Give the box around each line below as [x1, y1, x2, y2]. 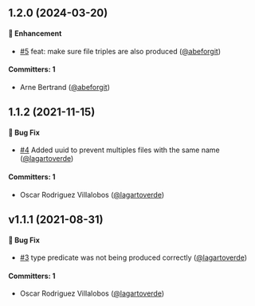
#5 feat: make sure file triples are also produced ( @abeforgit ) [19, 46, 222, 56]
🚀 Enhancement [8, 28, 62, 38]
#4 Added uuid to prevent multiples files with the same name [19, 145, 221, 155]
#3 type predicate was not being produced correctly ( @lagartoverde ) [19, 253, 247, 262]
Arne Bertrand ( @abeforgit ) [19, 82, 110, 92]
